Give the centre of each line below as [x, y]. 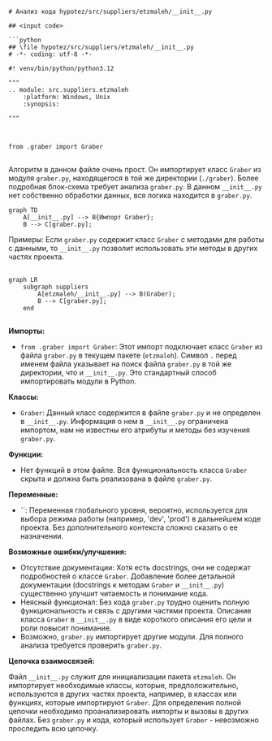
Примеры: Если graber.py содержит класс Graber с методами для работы [136, 240]
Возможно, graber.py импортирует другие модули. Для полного [132, 637]
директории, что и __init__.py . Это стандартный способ [118, 373]
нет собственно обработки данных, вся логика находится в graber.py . [130, 196]
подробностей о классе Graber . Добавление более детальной [127, 576]
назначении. [41, 536]
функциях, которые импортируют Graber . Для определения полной [125, 703]
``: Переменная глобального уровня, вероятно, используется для [134, 510]
